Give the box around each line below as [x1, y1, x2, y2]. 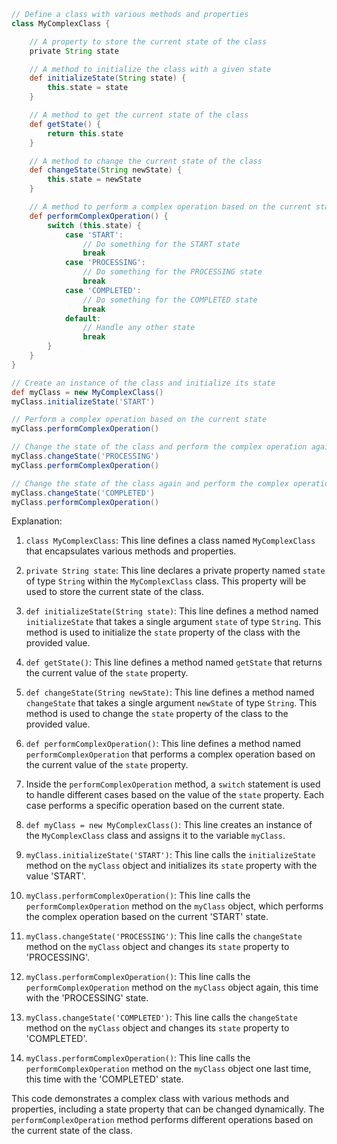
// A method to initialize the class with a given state [29, 64, 272, 74]
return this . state [47, 128, 124, 139]
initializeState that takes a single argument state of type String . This [25, 616, 322, 628]
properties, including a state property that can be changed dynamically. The [11, 1103, 325, 1115]
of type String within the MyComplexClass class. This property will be [25, 575, 307, 587]
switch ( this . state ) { [47, 220, 142, 230]
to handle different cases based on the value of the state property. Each [25, 789, 325, 801]
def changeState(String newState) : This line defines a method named [25, 686, 315, 699]
